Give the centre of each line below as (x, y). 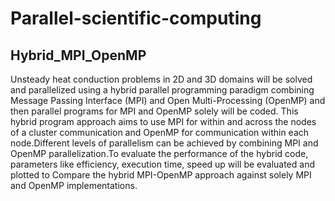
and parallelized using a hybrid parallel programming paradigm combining (162, 90)
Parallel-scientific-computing (136, 18)
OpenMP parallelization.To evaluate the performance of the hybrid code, (159, 153)
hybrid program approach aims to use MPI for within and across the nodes (163, 121)
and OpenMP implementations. (74, 185)
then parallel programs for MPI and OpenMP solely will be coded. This (154, 111)
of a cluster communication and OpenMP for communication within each (160, 132)
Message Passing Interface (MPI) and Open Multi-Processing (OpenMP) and (168, 100)
